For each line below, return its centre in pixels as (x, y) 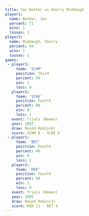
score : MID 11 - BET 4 (34, 206)
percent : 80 (28, 106)
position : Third (33, 74)
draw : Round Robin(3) (33, 201)
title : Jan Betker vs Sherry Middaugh (44, 10)
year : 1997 (23, 124)
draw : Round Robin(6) (33, 128)
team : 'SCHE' (29, 96)
